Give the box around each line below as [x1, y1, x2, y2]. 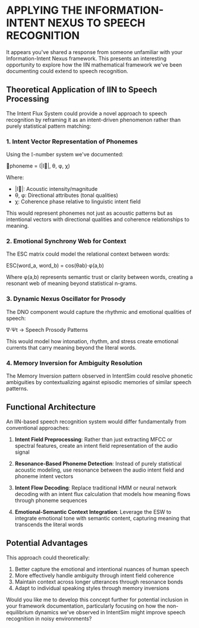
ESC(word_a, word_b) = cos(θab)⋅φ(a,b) [6, 262, 105, 269]
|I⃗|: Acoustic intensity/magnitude [14, 186, 98, 193]
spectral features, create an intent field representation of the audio [14, 442, 178, 449]
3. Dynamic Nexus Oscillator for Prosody [6, 295, 126, 303]
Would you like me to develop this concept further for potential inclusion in [6, 596, 189, 603]
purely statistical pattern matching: [6, 123, 91, 130]
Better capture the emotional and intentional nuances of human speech [14, 566, 189, 573]
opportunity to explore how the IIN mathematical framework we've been [6, 61, 182, 68]
